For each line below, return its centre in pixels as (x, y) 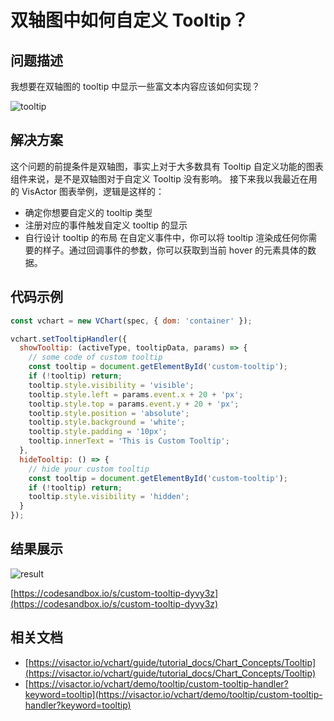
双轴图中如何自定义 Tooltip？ (129, 20)
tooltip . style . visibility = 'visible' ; (111, 385)
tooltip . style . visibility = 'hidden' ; (109, 497)
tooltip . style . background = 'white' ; (107, 422)
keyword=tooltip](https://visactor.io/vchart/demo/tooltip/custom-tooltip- (173, 694)
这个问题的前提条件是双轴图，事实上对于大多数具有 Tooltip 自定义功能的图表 (167, 166)
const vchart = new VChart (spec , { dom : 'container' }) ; (131, 321)
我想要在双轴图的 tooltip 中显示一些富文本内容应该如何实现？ (135, 86)
